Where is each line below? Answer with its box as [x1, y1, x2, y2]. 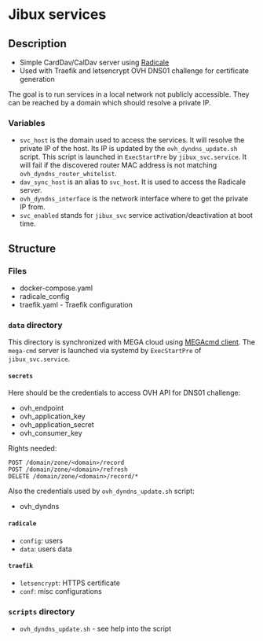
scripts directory [8, 606, 75, 617]
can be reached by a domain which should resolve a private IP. [8, 98, 211, 107]
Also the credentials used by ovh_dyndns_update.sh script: [8, 486, 195, 496]
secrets [8, 372, 34, 380]
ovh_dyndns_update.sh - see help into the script [19, 624, 172, 634]
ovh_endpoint [19, 403, 64, 413]
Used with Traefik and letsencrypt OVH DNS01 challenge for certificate [19, 66, 250, 76]
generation [19, 75, 55, 83]
